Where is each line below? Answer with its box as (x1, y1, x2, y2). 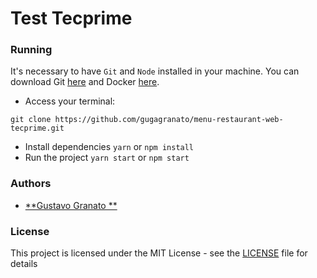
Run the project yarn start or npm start (24, 152, 190, 164)
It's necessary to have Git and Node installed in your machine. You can (10, 65, 300, 77)
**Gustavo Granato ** (24, 199, 118, 211)
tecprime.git (10, 123, 65, 134)
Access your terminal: (24, 95, 116, 107)
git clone (10, 115, 52, 125)
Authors (10, 177, 52, 191)
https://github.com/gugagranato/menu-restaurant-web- (54, 115, 284, 125)
